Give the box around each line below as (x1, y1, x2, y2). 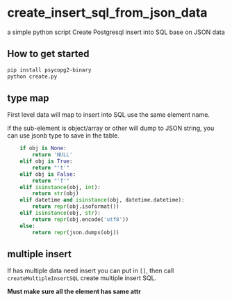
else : (19, 222, 36, 229)
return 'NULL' (32, 152, 73, 158)
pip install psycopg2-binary (7, 66, 92, 74)
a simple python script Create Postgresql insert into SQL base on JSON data (7, 28, 226, 36)
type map (7, 92, 50, 104)
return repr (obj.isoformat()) (32, 203, 119, 210)
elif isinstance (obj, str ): (19, 210, 101, 217)
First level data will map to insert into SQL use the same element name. (7, 111, 210, 119)
